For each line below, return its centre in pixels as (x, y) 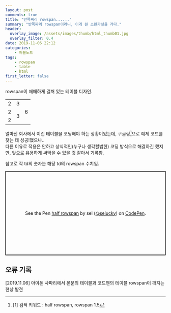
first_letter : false (27, 76)
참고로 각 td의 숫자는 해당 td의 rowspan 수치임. (52, 163)
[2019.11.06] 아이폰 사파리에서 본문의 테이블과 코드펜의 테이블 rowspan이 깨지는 (85, 283)
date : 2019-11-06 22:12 (31, 43)
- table (22, 67)
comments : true (21, 15)
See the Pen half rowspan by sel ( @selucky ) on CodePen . (85, 213)
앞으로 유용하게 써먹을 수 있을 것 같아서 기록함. (58, 153)
